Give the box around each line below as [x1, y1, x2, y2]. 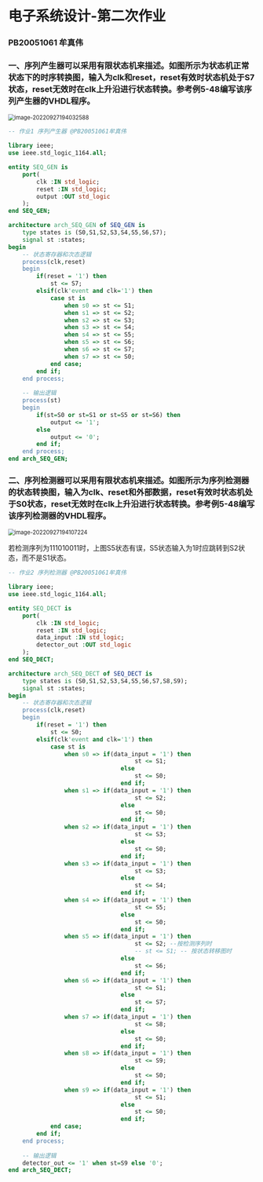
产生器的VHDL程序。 [16, 96, 96, 107]
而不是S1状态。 [21, 553, 71, 562]
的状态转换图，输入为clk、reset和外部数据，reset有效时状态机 [8, 486, 245, 497]
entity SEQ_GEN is [8, 163, 68, 171]
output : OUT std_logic [36, 192, 111, 200]
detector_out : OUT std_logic [36, 641, 132, 649]
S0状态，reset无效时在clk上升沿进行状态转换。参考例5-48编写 [16, 498, 255, 509]
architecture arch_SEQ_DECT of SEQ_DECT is [8, 669, 153, 678]
